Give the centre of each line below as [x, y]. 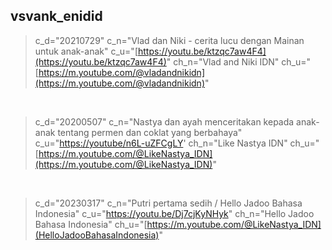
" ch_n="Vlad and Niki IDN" [223, 61]
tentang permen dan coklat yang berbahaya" [150, 132]
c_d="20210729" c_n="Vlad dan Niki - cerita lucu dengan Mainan [169, 40]
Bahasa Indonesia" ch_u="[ [91, 224]
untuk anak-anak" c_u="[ [86, 51]
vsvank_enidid [56, 16]
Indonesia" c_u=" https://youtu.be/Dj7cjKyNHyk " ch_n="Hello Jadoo [174, 213]
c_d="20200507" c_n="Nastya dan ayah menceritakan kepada [164, 121]
